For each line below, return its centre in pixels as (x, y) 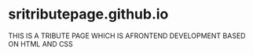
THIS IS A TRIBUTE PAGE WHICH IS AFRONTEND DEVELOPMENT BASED (127, 36)
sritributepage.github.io (88, 14)
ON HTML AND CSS (40, 43)
